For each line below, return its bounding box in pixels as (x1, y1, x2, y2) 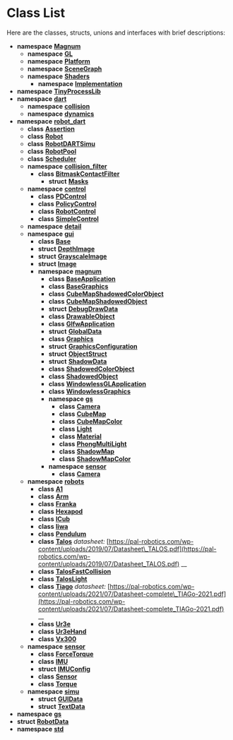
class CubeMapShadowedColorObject (48, 290, 164, 298)
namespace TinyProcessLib (16, 87, 102, 95)
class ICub (37, 514, 70, 523)
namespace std (16, 724, 64, 733)
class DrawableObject (48, 312, 115, 321)
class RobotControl (37, 207, 96, 215)
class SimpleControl (37, 214, 100, 223)
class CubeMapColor (59, 417, 123, 425)
